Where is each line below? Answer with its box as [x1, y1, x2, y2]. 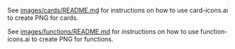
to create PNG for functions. [31, 35, 114, 43]
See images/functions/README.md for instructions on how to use [7, 28, 200, 36]
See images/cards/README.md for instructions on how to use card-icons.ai [7, 6, 229, 14]
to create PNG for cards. [7, 13, 79, 22]
